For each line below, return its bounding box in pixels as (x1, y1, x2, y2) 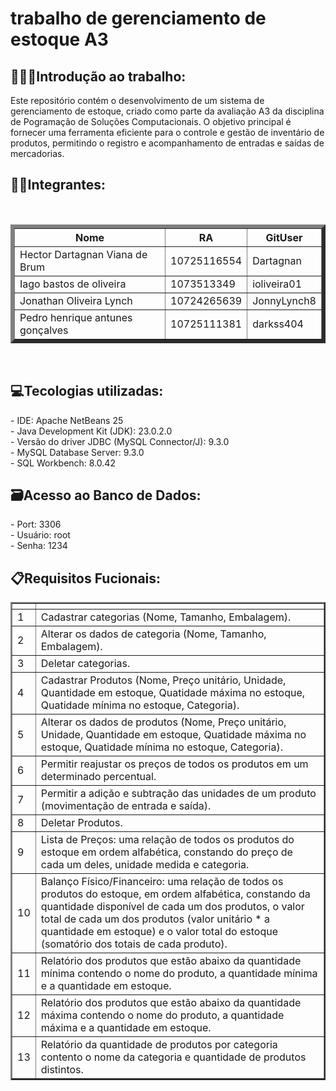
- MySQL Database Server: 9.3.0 (10, 446, 145, 458)
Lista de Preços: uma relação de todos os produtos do (40, 833, 295, 847)
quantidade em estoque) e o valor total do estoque (40, 925, 279, 939)
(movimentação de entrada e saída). (40, 799, 212, 813)
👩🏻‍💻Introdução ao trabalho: (10, 68, 187, 85)
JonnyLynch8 (252, 293, 317, 307)
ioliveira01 (252, 277, 302, 291)
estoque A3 (10, 28, 109, 51)
